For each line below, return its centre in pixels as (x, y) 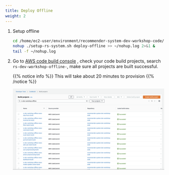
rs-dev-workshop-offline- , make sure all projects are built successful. (85, 67)
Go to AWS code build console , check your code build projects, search (87, 61)
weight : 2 (16, 16)
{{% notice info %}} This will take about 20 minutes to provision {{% (83, 76)
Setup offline (26, 31)
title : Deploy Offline (29, 11)
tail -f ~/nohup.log (34, 51)
